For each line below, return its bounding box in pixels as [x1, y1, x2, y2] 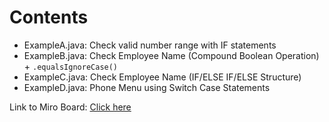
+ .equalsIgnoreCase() [23, 60, 119, 72]
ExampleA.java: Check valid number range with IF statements [23, 39, 277, 51]
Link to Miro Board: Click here [9, 101, 132, 113]
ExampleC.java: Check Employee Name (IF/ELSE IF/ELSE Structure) [23, 71, 302, 83]
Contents [9, 6, 89, 29]
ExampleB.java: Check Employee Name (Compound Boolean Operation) [23, 49, 320, 61]
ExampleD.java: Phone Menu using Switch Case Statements [23, 81, 271, 93]
